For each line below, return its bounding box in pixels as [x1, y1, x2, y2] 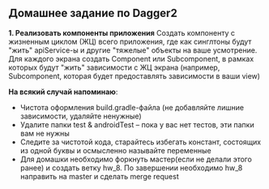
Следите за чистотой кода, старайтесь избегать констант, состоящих [19, 137, 262, 147]
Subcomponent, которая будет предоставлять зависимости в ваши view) [8, 71, 261, 80]
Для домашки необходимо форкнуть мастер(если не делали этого [19, 154, 253, 164]
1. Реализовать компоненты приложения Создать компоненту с [8, 28, 235, 37]
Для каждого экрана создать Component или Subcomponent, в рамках [8, 54, 254, 63]
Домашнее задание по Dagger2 [8, 6, 178, 20]
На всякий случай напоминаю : [8, 87, 118, 97]
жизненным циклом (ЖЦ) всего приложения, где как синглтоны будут [8, 37, 252, 46]
